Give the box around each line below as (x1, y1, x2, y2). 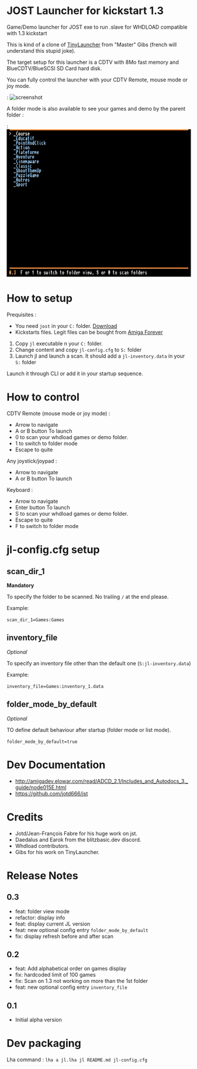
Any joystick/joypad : (6, 458, 57, 464)
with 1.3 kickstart (6, 29, 47, 36)
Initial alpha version (15, 1016, 62, 1023)
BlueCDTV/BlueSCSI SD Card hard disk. (6, 64, 102, 71)
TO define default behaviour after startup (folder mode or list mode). (6, 726, 171, 733)
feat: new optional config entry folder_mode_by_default (15, 926, 148, 933)
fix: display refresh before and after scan (15, 933, 113, 940)
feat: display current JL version (15, 920, 91, 927)
